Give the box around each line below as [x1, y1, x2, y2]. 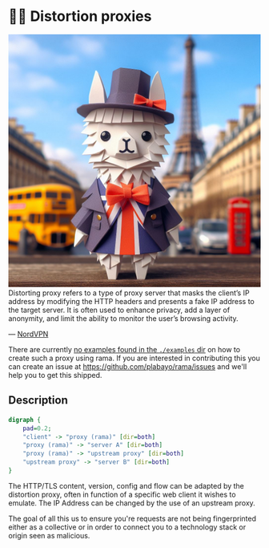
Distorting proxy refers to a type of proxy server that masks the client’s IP [8, 288, 250, 298]
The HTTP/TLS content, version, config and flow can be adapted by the [8, 481, 244, 490]
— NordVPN [8, 329, 49, 339]
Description [8, 393, 68, 408]
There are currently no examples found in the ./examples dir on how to [8, 344, 241, 354]
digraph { [8, 416, 42, 424]
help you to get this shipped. [8, 370, 102, 380]
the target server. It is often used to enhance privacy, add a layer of [8, 305, 231, 315]
